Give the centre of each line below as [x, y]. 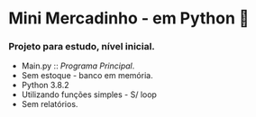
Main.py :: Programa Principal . [78, 66]
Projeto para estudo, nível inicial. [82, 47]
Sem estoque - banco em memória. [87, 76]
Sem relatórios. [50, 104]
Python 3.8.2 [45, 85]
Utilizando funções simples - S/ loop [89, 94]
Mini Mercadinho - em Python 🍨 [129, 18]
